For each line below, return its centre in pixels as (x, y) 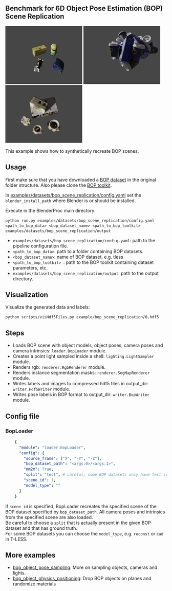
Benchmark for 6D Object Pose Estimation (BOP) (84, 8)
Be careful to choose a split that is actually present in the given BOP (78, 523)
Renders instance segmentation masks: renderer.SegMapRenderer (81, 373)
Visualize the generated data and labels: (48, 307)
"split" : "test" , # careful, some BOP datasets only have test (92, 475)
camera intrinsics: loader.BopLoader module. (60, 351)
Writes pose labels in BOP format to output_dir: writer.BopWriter (81, 395)
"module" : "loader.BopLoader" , (52, 447)
